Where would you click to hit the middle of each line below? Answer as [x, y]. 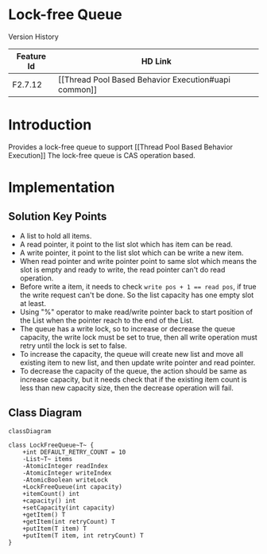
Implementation [62, 188]
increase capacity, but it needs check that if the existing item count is [133, 379]
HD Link [157, 61]
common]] [78, 89]
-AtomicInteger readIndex [66, 466]
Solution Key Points [58, 217]
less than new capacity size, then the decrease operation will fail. [127, 388]
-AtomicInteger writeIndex [67, 473]
